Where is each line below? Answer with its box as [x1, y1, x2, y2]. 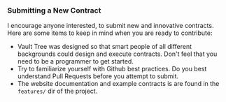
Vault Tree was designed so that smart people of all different [17, 43, 192, 51]
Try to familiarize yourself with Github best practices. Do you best [17, 65, 207, 73]
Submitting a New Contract [7, 6, 101, 15]
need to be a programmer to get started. [17, 57, 134, 66]
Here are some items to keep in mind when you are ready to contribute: [7, 29, 213, 37]
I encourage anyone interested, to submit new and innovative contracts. [7, 22, 214, 30]
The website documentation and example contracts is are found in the [17, 80, 220, 88]
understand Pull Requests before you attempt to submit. [17, 72, 179, 80]
